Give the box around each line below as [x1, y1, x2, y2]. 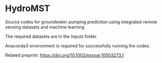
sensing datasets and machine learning [5, 24, 85, 30]
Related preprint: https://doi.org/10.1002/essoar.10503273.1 [5, 52, 124, 58]
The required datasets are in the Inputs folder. [5, 33, 98, 39]
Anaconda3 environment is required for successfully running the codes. [5, 43, 151, 48]
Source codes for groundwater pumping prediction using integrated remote [5, 19, 158, 25]
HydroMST [5, 3, 51, 14]
